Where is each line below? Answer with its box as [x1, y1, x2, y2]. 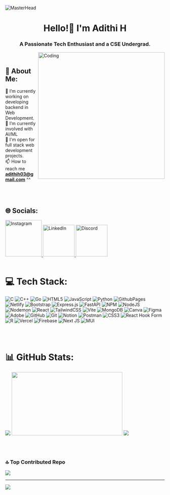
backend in [5, 104, 29, 110]
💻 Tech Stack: [5, 276, 68, 287]
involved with [5, 126, 33, 132]
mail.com [5, 176, 25, 182]
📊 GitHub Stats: [5, 352, 74, 363]
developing [5, 99, 29, 105]
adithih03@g [5, 171, 34, 177]
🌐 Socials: [5, 206, 38, 215]
